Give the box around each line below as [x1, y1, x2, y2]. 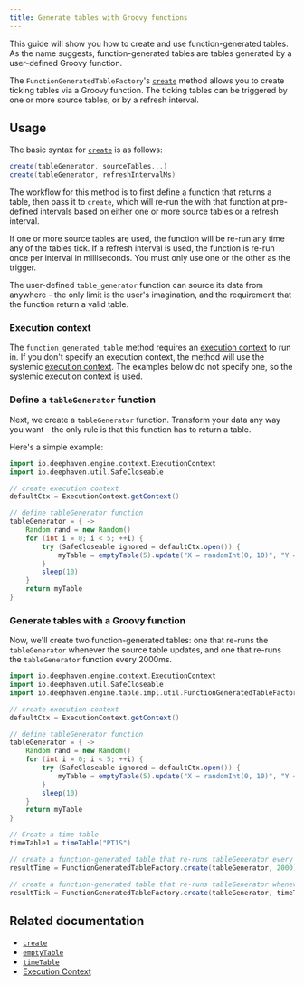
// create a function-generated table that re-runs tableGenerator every [9, 855, 294, 864]
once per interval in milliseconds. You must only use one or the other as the [9, 253, 291, 264]
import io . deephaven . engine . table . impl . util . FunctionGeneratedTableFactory [9, 688, 301, 698]
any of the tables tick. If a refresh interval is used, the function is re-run [9, 243, 275, 254]
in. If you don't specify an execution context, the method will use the [9, 352, 265, 362]
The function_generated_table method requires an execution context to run [9, 342, 291, 353]
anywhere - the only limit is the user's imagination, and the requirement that [9, 289, 292, 300]
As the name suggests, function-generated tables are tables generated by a [9, 47, 292, 59]
